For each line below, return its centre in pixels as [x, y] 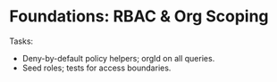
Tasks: [21, 41]
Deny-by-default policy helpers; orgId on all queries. [118, 58]
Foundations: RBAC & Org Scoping [139, 16]
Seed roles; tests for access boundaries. [97, 68]
